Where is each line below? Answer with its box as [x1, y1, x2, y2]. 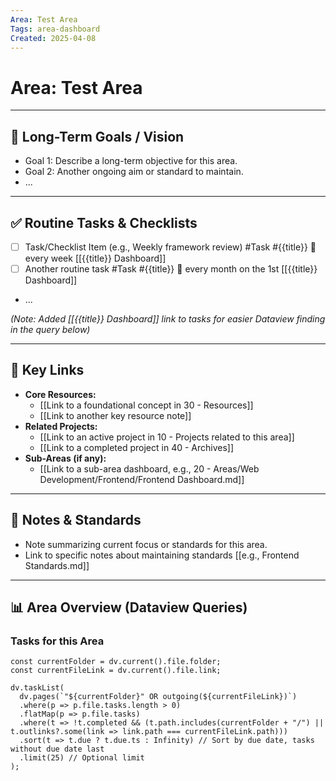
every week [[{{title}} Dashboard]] [24, 252, 167, 264]
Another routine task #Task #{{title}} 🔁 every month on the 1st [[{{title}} [24, 263, 318, 275]
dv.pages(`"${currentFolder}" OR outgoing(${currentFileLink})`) [19, 692, 298, 702]
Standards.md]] [24, 559, 90, 571]
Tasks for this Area [10, 634, 105, 648]
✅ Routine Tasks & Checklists [10, 214, 198, 231]
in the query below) [10, 324, 91, 336]
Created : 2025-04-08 [10, 33, 97, 43]
